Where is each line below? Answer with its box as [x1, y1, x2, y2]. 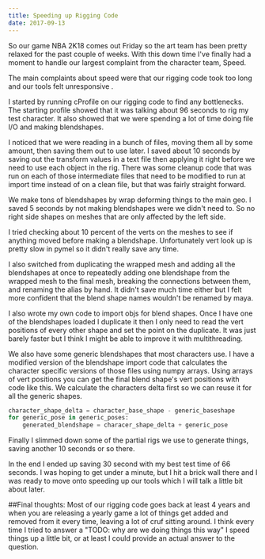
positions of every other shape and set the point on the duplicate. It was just [8, 325, 256, 335]
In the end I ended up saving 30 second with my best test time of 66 [8, 459, 231, 469]
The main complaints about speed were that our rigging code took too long [8, 73, 252, 82]
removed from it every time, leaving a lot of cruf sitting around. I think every [8, 517, 255, 526]
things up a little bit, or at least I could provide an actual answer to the [8, 534, 236, 543]
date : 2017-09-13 [8, 19, 66, 27]
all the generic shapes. [8, 391, 83, 400]
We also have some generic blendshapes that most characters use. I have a [8, 349, 255, 358]
